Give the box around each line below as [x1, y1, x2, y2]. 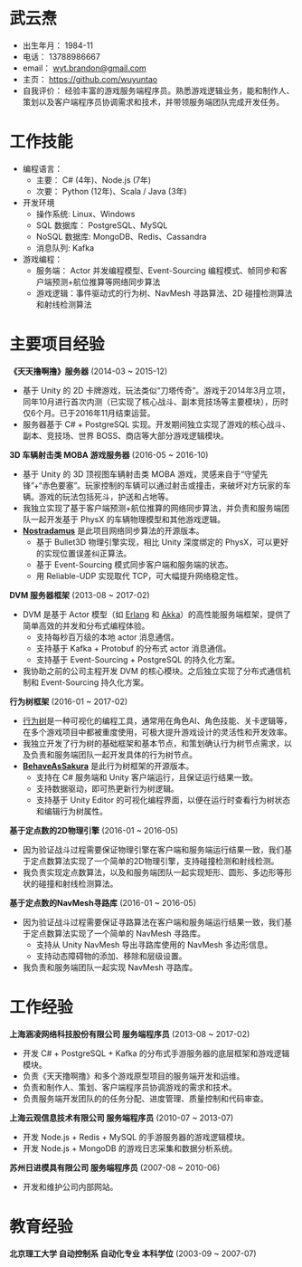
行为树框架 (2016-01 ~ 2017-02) [9, 696, 128, 707]
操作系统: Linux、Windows [35, 208, 136, 219]
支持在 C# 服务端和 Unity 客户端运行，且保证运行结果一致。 [35, 771, 259, 783]
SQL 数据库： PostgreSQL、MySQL [35, 219, 168, 231]
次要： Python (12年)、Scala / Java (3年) [35, 186, 187, 196]
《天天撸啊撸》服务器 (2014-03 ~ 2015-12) [9, 366, 168, 376]
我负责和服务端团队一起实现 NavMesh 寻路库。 [22, 961, 198, 973]
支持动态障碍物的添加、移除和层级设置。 [35, 950, 187, 961]
